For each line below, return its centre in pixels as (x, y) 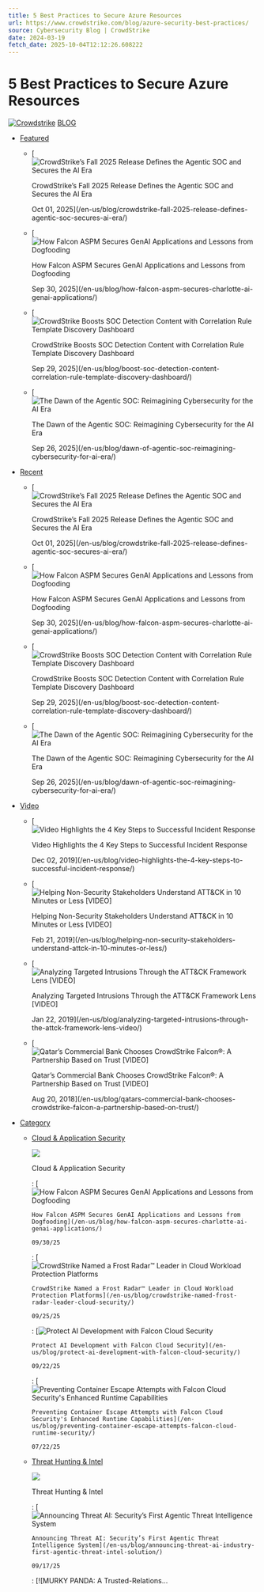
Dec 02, (44, 860)
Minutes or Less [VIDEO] (72, 925)
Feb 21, (43, 940)
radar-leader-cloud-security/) (83, 1302)
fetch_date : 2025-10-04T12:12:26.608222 (76, 45)
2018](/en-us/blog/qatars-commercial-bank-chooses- (147, 1099)
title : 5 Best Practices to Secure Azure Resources (95, 15)
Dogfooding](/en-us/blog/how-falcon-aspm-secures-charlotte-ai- (140, 1222)
